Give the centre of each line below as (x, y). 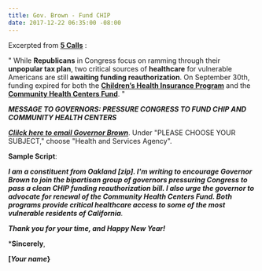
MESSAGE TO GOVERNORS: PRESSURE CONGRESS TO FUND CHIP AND (127, 109)
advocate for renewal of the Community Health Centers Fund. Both (120, 196)
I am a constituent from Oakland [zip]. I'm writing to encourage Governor (130, 171)
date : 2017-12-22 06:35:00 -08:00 (65, 23)
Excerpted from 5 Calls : (48, 45)
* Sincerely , (27, 244)
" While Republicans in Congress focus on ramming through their (114, 60)
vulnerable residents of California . (66, 213)
